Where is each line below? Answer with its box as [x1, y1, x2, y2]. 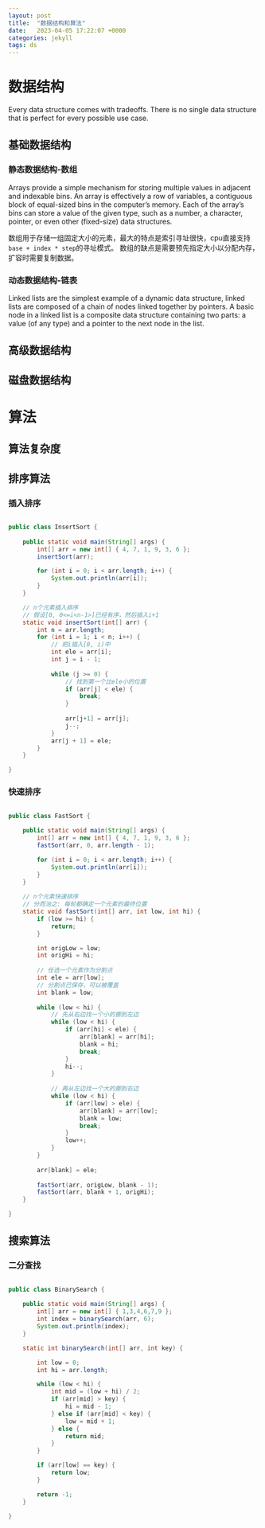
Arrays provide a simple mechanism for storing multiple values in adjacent [8, 182, 251, 192]
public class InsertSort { [8, 523, 98, 532]
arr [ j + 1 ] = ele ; [50, 737, 112, 745]
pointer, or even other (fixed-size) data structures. [8, 216, 173, 226]
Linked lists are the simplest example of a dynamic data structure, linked [8, 294, 245, 303]
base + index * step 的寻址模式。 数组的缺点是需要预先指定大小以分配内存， [8, 243, 259, 252]
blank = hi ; [79, 1040, 119, 1048]
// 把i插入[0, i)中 [50, 641, 111, 649]
